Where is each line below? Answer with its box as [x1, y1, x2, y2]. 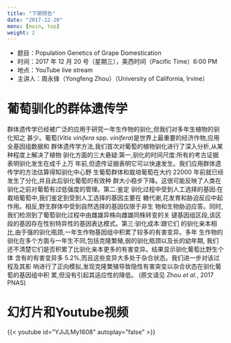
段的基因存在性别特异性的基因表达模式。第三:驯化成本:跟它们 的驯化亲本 [7, 220, 212, 228]
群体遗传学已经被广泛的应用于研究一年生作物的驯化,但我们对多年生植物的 [7, 125, 214, 134]
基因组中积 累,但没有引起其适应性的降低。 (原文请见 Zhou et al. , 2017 [19, 271, 214, 279]
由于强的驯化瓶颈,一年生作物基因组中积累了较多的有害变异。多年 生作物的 [14, 228, 223, 237]
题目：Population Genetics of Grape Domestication [16, 49, 162, 57]
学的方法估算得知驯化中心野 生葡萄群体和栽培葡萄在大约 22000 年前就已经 [12, 168, 224, 176]
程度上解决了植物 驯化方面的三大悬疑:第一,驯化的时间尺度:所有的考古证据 [12, 151, 219, 159]
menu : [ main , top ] [7, 23, 60, 29]
